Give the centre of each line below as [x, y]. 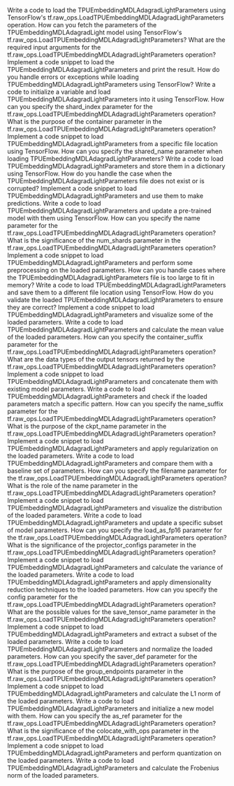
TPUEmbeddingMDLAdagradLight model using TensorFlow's [95, 32]
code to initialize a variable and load [59, 92]
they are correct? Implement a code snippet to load [81, 307]
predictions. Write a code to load [54, 203]
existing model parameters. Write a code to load [76, 389]
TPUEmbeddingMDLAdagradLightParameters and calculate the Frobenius [113, 768]
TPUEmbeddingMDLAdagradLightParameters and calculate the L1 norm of [114, 694]
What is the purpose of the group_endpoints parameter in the [95, 671]
